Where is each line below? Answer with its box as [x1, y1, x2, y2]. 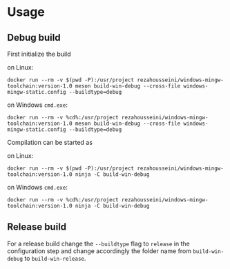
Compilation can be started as [7, 139, 93, 146]
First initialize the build [7, 50, 71, 58]
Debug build [7, 32, 61, 43]
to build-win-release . [23, 254, 86, 262]
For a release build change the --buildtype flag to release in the [7, 239, 190, 248]
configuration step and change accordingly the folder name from [7, 246, 192, 255]
